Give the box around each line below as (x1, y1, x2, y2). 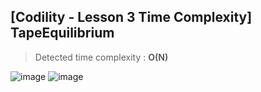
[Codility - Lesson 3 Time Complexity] (10, 9, 253, 26)
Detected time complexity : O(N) (34, 51, 169, 63)
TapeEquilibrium (10, 25, 115, 42)
